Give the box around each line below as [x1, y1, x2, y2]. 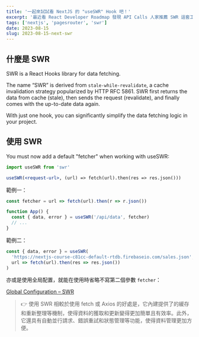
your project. [6, 118, 37, 125]
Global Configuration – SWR [6, 288, 74, 296]
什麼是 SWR [6, 54, 50, 64]
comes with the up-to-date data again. [6, 100, 101, 107]
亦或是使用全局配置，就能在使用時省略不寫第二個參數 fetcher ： [6, 276, 162, 284]
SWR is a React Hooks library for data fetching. [6, 70, 121, 77]
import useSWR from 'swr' [6, 164, 70, 170]
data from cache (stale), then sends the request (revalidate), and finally [6, 94, 180, 101]
